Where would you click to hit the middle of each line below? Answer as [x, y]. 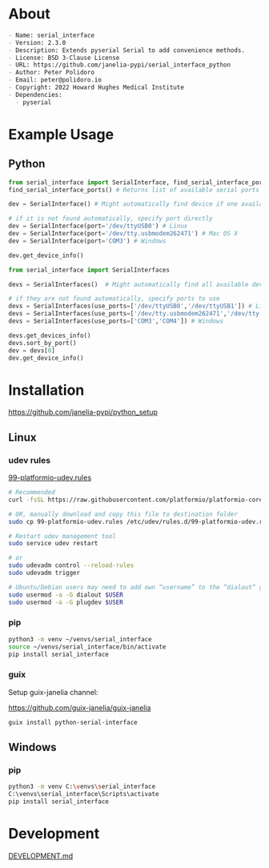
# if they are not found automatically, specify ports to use [114, 299]
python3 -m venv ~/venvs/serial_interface [80, 639]
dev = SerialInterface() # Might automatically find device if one [123, 204]
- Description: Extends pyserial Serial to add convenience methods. [127, 50]
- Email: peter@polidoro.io [55, 80]
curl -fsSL [26, 500]
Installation [46, 390]
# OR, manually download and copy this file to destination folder [123, 514]
